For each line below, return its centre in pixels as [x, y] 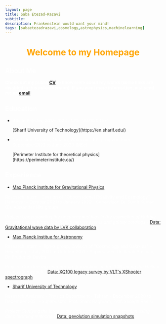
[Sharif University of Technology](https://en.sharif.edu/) [69, 130]
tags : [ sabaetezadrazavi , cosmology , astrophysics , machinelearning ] [75, 28]
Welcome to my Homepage [83, 53]
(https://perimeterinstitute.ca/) [43, 160]
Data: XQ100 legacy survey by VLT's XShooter [94, 272]
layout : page [19, 10]
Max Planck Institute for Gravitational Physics [58, 187]
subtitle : [15, 19]
